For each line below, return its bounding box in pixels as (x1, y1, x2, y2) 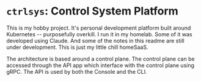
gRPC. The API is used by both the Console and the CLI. (6, 68, 148, 75)
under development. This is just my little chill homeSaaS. (6, 44, 148, 51)
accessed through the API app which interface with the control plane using (6, 62, 194, 69)
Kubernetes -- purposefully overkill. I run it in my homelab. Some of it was (6, 30, 192, 37)
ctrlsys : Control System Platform (6, 4, 178, 18)
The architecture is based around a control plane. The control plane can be (6, 55, 195, 62)
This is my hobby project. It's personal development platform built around (6, 24, 191, 31)
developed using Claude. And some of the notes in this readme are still (6, 37, 185, 44)
